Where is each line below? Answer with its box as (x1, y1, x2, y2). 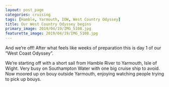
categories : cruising (5, 12, 51, 17)
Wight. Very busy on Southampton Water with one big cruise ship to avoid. (5, 65, 160, 71)
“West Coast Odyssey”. (5, 50, 54, 56)
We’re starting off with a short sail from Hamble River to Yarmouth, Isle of (5, 60, 157, 66)
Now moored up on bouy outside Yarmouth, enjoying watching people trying (5, 71, 164, 76)
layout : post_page (5, 7, 44, 13)
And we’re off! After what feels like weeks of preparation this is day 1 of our (5, 45, 161, 51)
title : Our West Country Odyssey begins (5, 21, 92, 27)
